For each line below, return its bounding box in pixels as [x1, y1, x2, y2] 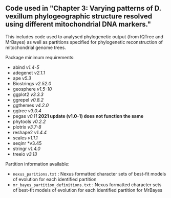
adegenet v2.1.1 [12, 69, 45, 76]
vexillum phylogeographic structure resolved [5, 12, 153, 21]
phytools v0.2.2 [12, 118, 46, 125]
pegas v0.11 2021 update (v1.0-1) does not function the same [12, 113, 144, 119]
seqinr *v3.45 [12, 140, 42, 146]
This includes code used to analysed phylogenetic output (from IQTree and [5, 33, 164, 40]
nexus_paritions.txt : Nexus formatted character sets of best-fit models [12, 170, 166, 177]
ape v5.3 [12, 75, 32, 81]
